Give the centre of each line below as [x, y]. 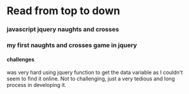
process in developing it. [37, 85]
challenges [21, 59]
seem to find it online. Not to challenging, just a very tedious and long [91, 79]
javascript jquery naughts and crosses [63, 30]
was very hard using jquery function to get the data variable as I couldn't [95, 73]
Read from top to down [63, 11]
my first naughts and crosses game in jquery [72, 46]
